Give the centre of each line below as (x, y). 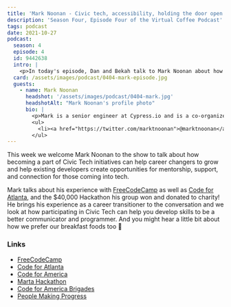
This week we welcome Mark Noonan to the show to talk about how (103, 155)
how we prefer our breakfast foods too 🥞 (65, 226)
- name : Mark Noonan (49, 90)
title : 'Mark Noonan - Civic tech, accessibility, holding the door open (115, 13)
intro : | (26, 65)
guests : (24, 84)
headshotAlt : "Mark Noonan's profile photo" (90, 103)
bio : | (35, 109)
